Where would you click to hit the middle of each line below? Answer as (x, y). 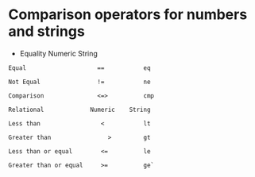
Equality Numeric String (58, 53)
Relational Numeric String (79, 110)
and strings (46, 31)
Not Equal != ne (79, 82)
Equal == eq (79, 68)
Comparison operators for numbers (128, 15)
